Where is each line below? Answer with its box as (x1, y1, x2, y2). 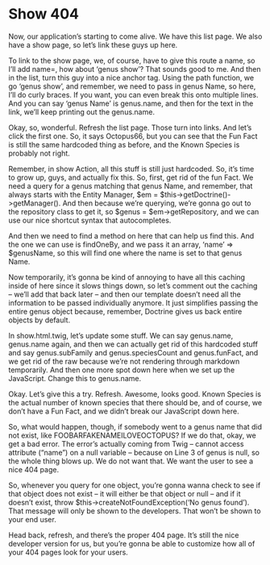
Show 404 (8, 5, 79, 23)
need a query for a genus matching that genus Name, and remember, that (8, 181, 253, 190)
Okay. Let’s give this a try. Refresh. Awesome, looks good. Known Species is (8, 388, 262, 399)
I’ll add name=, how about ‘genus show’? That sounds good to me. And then (8, 64, 261, 73)
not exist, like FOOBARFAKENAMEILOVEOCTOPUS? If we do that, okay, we (8, 430, 256, 440)
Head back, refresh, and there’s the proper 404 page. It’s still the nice (8, 530, 239, 540)
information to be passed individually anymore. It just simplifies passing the (8, 297, 259, 307)
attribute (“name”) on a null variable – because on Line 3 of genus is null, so (8, 447, 260, 457)
